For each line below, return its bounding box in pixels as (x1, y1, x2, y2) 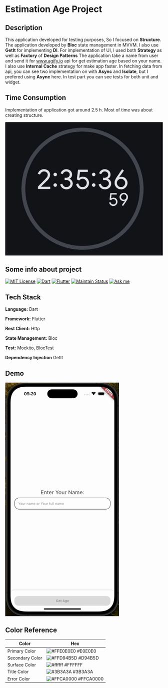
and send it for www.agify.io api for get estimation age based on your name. (5, 58, 162, 63)
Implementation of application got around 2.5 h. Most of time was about (5, 106, 153, 113)
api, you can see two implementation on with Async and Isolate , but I (5, 68, 148, 74)
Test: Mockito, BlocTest (5, 345, 54, 351)
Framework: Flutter (5, 316, 45, 322)
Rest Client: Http (5, 326, 40, 332)
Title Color (7, 669, 29, 675)
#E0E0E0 (76, 648, 96, 654)
